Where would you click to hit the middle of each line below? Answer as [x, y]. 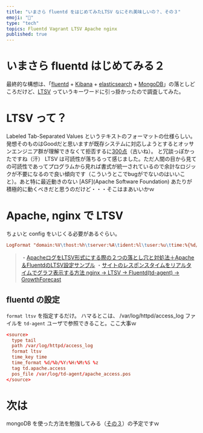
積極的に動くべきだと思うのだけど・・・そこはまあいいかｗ [80, 189]
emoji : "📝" [20, 18]
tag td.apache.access [39, 368]
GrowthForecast [41, 279]
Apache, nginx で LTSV [65, 216]
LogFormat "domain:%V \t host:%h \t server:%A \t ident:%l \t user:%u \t [89, 245]
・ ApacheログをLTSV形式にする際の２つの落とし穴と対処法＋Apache [108, 257]
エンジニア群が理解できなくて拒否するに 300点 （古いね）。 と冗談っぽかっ [103, 151]
